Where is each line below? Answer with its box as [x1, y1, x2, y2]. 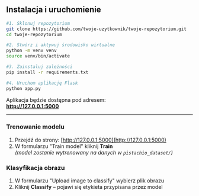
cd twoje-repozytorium [6, 31, 62, 37]
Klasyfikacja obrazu [6, 163, 65, 172]
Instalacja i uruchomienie [6, 5, 102, 15]
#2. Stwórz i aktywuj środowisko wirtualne [6, 42, 115, 48]
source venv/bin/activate [6, 53, 70, 59]
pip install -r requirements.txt [6, 69, 89, 75]
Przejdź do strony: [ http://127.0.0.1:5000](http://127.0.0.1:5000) [14, 136, 167, 143]
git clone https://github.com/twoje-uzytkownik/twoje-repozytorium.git [6, 26, 187, 32]
